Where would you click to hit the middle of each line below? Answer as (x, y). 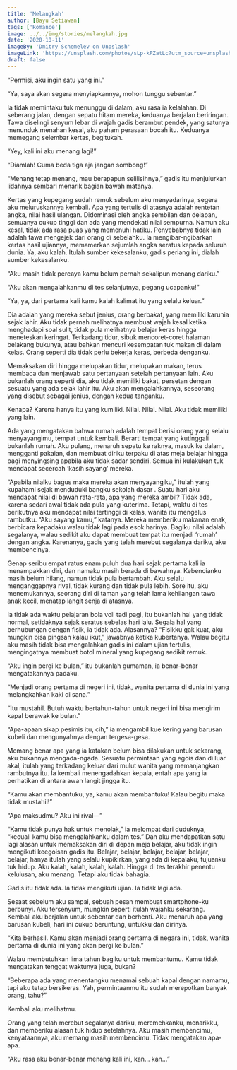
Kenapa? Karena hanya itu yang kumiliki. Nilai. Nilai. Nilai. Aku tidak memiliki (117, 409)
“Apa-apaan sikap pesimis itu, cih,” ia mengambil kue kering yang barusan (115, 729)
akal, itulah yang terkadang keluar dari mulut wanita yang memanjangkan (114, 765)
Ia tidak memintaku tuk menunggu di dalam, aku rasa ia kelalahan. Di (107, 107)
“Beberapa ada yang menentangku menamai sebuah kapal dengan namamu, (119, 980)
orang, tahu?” (27, 995)
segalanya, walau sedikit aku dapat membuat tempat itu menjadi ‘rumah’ (112, 534)
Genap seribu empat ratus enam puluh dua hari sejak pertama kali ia (107, 563)
